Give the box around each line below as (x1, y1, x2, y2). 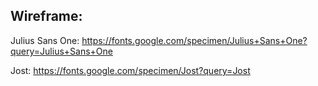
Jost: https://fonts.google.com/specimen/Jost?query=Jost (10, 64, 251, 76)
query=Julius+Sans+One (10, 45, 113, 57)
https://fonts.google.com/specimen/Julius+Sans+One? (81, 34, 308, 46)
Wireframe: (10, 8, 83, 25)
